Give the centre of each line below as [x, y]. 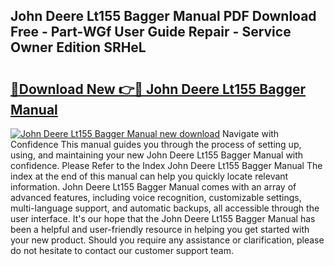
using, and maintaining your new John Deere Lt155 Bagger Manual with [157, 155]
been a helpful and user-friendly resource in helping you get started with [160, 229]
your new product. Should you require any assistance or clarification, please [167, 240]
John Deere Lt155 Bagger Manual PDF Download [163, 16]
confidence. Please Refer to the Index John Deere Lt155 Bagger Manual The [166, 165]
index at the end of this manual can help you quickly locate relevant [149, 176]
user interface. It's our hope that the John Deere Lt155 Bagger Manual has [163, 218]
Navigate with [250, 133]
